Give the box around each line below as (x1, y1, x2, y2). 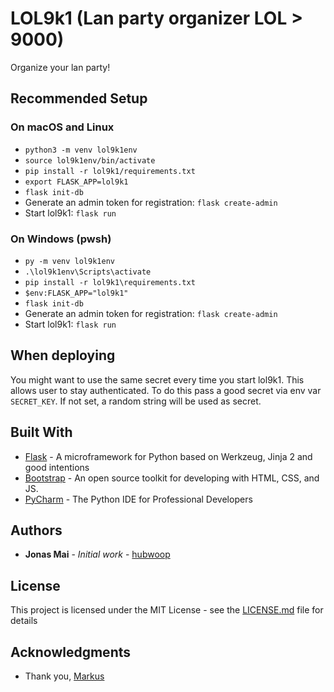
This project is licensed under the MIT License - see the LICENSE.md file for (10, 604, 324, 616)
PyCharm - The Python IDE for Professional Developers (24, 493, 253, 505)
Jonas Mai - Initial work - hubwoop (24, 548, 171, 561)
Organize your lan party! (10, 61, 111, 73)
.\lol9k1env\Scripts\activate (24, 267, 152, 277)
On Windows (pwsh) (10, 232, 112, 246)
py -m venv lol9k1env (24, 256, 115, 266)
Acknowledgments (10, 643, 132, 661)
